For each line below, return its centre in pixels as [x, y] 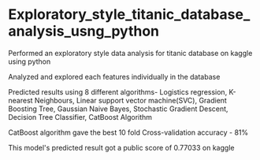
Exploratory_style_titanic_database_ [129, 15]
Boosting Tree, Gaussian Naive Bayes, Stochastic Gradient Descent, [118, 109]
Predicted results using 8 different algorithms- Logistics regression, [118, 91]
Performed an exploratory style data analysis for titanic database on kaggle [130, 53]
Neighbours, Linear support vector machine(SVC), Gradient [130, 100]
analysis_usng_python [84, 31]
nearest [20, 100]
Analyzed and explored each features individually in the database [114, 76]
